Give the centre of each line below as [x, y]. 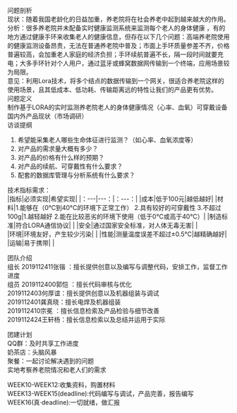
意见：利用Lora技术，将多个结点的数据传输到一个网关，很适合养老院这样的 [116, 81]
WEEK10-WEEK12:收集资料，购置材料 [61, 385]
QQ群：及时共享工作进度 [43, 343]
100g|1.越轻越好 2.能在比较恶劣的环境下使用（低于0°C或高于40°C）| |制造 [115, 216]
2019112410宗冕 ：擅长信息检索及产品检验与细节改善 [84, 311]
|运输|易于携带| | [31, 243]
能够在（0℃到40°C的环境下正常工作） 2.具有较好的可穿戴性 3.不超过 [121, 208]
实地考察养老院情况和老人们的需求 [57, 370]
